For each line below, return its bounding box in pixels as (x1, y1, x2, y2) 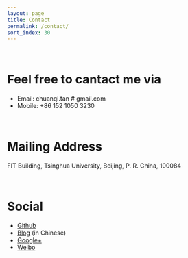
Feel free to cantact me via (7, 72, 161, 88)
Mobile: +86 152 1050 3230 (16, 102, 95, 110)
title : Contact (7, 16, 51, 23)
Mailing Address (7, 139, 103, 155)
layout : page (7, 10, 45, 17)
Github (16, 222, 36, 230)
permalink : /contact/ (7, 23, 69, 29)
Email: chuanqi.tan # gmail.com (16, 94, 106, 103)
